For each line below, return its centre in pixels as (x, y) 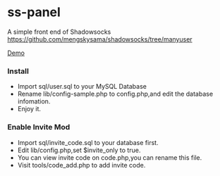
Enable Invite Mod (39, 127)
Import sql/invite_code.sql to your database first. (88, 142)
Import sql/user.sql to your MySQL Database (82, 87)
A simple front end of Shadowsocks (59, 32)
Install (18, 71)
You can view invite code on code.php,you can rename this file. (110, 157)
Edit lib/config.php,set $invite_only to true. (79, 150)
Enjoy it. (29, 109)
